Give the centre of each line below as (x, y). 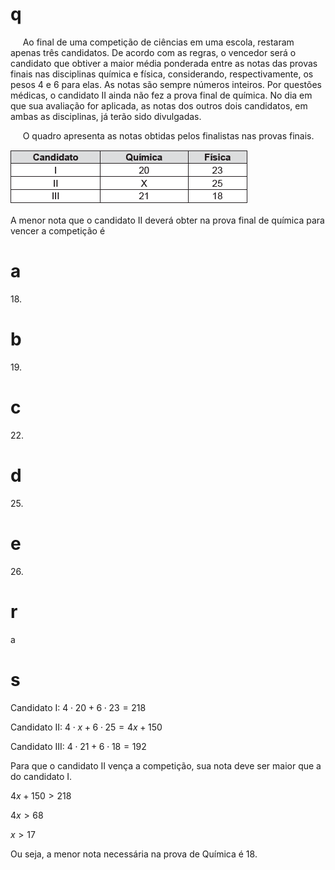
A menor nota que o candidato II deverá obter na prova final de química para (167, 220)
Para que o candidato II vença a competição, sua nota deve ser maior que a (166, 765)
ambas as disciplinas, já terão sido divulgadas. (106, 116)
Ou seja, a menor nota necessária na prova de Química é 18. (134, 854)
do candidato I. (41, 776)
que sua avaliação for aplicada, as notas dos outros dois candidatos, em (159, 105)
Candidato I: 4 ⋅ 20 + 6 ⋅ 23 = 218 (78, 707)
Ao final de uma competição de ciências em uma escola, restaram (158, 42)
